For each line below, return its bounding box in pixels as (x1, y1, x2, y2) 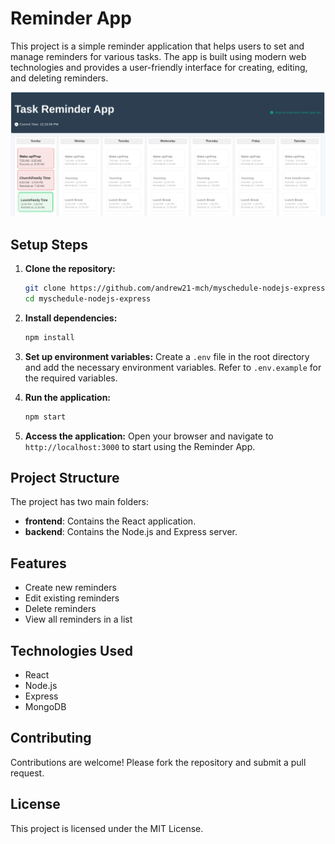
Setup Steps (10, 236, 88, 253)
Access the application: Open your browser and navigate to (24, 430, 274, 442)
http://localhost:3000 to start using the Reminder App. (24, 440, 256, 452)
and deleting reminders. (10, 72, 109, 84)
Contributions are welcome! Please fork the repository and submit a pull (10, 756, 307, 768)
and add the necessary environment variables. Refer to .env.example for (24, 361, 322, 373)
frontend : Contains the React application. (24, 515, 197, 527)
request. (10, 767, 45, 779)
